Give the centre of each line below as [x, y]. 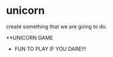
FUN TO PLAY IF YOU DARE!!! [50, 49]
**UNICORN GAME [30, 37]
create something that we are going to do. [56, 26]
